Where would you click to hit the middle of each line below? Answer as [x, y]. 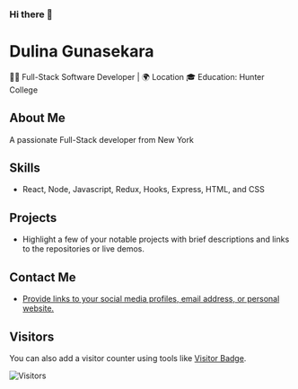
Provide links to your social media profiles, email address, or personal [151, 299]
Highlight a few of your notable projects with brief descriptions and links [156, 239]
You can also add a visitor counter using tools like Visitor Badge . [128, 358]
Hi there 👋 [31, 14]
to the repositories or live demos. [83, 249]
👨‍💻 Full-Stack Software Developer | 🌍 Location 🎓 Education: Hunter [137, 76]
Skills [25, 168]
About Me [37, 118]
